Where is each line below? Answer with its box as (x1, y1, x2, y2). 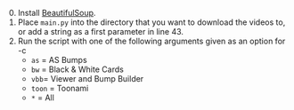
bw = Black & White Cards (30, 64, 125, 75)
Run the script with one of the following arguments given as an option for (17, 35, 286, 46)
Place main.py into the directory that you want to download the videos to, (17, 17, 286, 27)
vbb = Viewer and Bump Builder (30, 74, 144, 83)
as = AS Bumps (30, 55, 87, 65)
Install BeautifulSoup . (17, 8, 96, 18)
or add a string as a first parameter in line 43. (17, 27, 184, 36)
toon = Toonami (30, 83, 89, 93)
